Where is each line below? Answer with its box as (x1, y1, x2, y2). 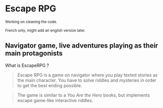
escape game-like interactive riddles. (17, 97, 93, 103)
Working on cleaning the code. (5, 19, 57, 24)
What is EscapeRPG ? (5, 62, 50, 68)
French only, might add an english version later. (5, 28, 86, 33)
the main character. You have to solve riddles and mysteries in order (17, 77, 157, 83)
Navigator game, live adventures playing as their (5, 42, 159, 50)
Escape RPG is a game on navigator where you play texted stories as (17, 72, 158, 78)
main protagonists (5, 49, 63, 57)
